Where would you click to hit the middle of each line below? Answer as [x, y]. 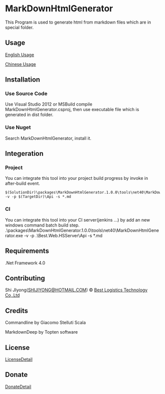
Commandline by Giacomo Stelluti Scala [45, 323]
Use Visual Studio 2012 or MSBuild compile [49, 104]
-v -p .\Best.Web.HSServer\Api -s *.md [63, 235]
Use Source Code [26, 94]
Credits [17, 311]
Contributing [25, 278]
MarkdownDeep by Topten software [41, 332]
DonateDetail [18, 387]
